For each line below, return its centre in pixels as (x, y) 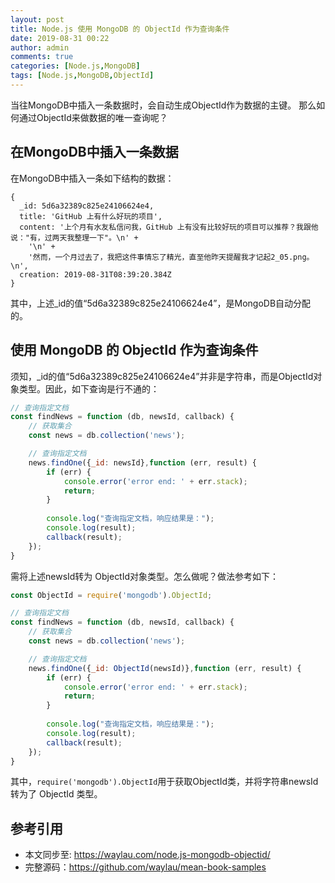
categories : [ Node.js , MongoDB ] (75, 66)
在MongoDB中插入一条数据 (94, 152)
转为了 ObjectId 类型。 (56, 794)
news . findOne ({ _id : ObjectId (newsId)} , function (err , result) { (165, 668)
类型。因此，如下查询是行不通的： (89, 388)
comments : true (42, 57)
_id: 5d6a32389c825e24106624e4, (87, 206)
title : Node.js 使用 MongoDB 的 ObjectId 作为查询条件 (120, 29)
